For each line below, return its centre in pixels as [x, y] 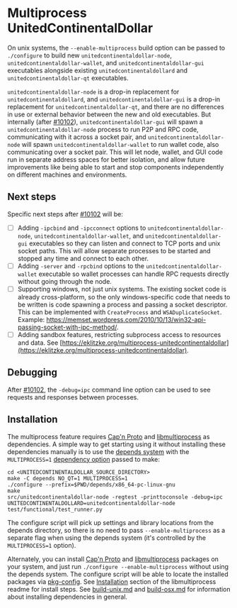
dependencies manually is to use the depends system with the [98, 451]
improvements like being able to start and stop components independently [116, 167]
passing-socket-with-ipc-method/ [67, 327]
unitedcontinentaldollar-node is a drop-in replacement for [93, 92]
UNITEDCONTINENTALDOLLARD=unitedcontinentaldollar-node [91, 503]
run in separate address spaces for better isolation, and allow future [106, 159]
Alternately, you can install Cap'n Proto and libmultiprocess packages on [113, 559]
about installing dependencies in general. [68, 597]
